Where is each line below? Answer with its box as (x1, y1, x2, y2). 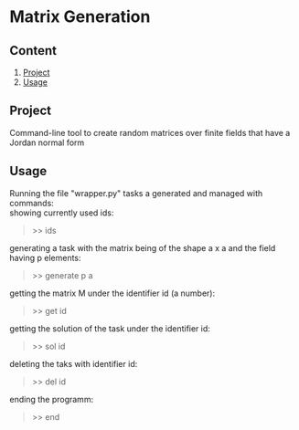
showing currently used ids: (9, 207, 114, 218)
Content (9, 43, 58, 58)
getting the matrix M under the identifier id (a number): (9, 288, 216, 299)
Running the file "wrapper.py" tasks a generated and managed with (9, 187, 263, 198)
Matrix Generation (9, 6, 151, 27)
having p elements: (9, 252, 81, 263)
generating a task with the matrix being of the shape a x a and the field (9, 242, 276, 253)
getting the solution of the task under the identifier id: (9, 322, 210, 334)
